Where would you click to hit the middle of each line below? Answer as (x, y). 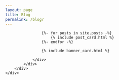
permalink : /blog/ (25, 19)
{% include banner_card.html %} (75, 51)
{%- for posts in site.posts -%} (77, 33)
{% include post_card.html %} (82, 38)
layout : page (19, 10)
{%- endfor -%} (57, 42)
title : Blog (18, 15)
